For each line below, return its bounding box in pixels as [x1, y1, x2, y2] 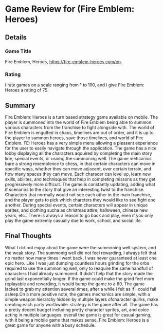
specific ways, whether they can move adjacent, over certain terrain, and [5, 166, 152, 171]
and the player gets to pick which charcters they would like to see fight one [5, 197, 156, 203]
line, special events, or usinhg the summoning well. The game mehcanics [5, 155, 152, 161]
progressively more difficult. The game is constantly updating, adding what [5, 181, 156, 187]
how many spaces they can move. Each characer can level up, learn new [5, 171, 151, 177]
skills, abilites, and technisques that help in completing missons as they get [5, 176, 156, 182]
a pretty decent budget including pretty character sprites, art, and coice [5, 307, 149, 313]
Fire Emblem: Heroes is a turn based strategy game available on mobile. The [5, 114, 158, 120]
